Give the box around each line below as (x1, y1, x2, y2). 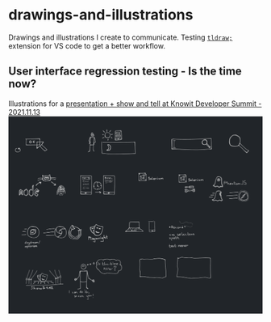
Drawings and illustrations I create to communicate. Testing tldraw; (8, 32, 233, 42)
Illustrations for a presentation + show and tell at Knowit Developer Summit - (8, 99, 262, 108)
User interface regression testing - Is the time (8, 65, 242, 78)
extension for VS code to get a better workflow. (8, 40, 165, 50)
